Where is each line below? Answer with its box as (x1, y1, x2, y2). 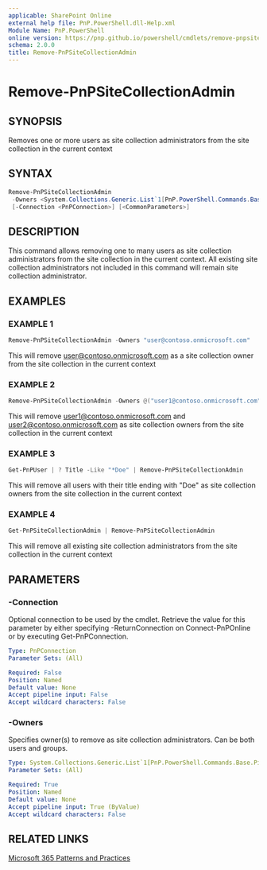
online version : (8, 33, 62, 42)
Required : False (8, 669, 62, 677)
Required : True (8, 781, 59, 789)
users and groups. (8, 744, 68, 753)
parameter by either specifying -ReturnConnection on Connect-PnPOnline (8, 623, 251, 633)
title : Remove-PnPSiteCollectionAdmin (8, 49, 137, 56)
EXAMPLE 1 (8, 318, 54, 329)
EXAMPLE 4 (8, 509, 56, 520)
